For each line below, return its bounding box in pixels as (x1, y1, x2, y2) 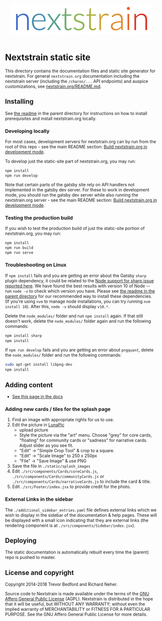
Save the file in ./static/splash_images (12, 463, 91, 469)
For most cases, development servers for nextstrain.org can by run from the (5, 139, 156, 145)
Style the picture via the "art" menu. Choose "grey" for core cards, (19, 432, 152, 438)
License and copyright (5, 569, 74, 577)
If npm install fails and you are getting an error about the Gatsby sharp (5, 273, 147, 278)
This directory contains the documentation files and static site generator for (5, 68, 156, 74)
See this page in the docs (12, 393, 63, 399)
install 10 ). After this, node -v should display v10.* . (5, 303, 110, 309)
